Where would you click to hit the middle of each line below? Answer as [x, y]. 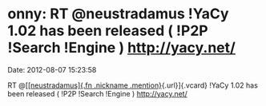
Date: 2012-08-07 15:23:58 [52, 69]
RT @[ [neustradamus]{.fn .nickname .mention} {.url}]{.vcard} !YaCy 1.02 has [133, 85]
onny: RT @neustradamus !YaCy [118, 14]
